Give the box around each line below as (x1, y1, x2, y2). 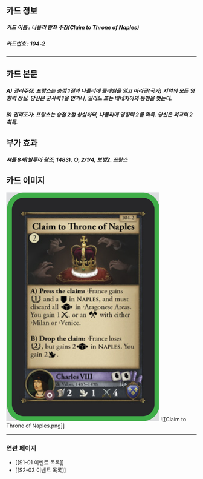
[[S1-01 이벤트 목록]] (14, 459, 65, 466)
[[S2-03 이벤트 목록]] (14, 466, 66, 474)
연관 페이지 (6, 444, 37, 452)
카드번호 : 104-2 (6, 40, 45, 47)
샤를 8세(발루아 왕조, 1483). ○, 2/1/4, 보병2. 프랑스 (6, 156, 128, 164)
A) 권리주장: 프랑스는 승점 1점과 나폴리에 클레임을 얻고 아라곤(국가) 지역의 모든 (6, 87, 189, 94)
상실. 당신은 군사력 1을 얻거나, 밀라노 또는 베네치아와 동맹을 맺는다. (17, 95, 172, 102)
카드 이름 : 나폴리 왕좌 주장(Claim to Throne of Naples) (6, 24, 140, 31)
